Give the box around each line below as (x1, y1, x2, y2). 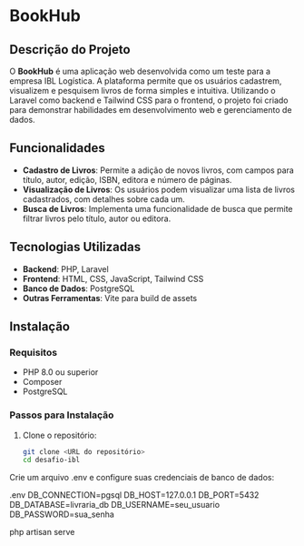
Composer (22, 377, 63, 388)
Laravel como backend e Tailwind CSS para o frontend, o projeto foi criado (9, 95, 289, 106)
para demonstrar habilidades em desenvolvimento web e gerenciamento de (9, 105, 292, 115)
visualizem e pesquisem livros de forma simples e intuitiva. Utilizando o (9, 86, 276, 96)
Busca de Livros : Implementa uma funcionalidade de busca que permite (22, 203, 293, 214)
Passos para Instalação (9, 409, 114, 421)
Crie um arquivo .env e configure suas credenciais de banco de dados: (9, 472, 275, 483)
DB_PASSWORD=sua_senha (9, 509, 115, 520)
